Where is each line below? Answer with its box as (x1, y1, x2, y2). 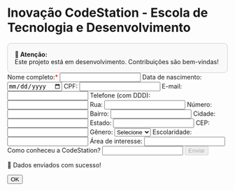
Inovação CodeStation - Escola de (7, 5, 208, 21)
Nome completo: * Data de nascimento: (7, 72, 202, 81)
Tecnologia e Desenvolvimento (7, 20, 191, 36)
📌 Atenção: (15, 50, 48, 59)
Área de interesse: (90, 137, 143, 146)
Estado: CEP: (90, 119, 210, 127)
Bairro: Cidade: (90, 109, 216, 118)
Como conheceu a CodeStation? (7, 146, 101, 155)
